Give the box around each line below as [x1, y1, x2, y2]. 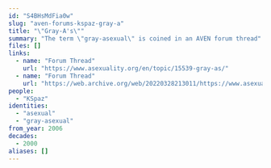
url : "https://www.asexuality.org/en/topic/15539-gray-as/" [23, 65, 229, 73]
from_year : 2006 [8, 124, 63, 132]
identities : [8, 102, 48, 110]
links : [8, 49, 31, 57]
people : [8, 86, 35, 95]
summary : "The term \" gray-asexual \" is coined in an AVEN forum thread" [8, 34, 262, 43]
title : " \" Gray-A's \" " [8, 27, 85, 35]
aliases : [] [8, 147, 48, 155]
